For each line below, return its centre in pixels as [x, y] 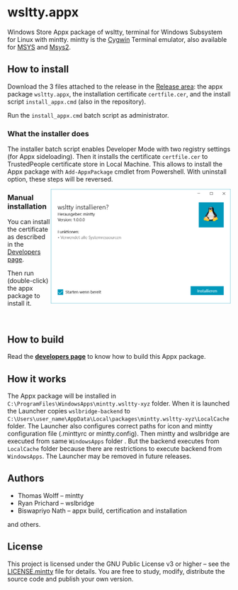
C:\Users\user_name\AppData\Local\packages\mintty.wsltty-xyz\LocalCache [119, 419]
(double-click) [28, 281]
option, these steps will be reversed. [60, 179]
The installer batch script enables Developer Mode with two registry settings [119, 149]
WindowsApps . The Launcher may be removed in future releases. [100, 456]
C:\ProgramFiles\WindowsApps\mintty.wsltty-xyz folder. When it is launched [119, 403]
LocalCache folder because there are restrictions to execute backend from [115, 448]
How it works [37, 379]
